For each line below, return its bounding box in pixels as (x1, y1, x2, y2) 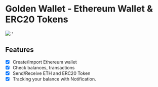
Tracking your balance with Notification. (12, 76, 96, 82)
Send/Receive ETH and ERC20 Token (12, 70, 91, 76)
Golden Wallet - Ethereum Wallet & (5, 3, 153, 15)
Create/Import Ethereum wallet (12, 59, 77, 65)
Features (5, 46, 34, 54)
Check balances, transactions (12, 64, 75, 70)
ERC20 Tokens (5, 14, 68, 25)
